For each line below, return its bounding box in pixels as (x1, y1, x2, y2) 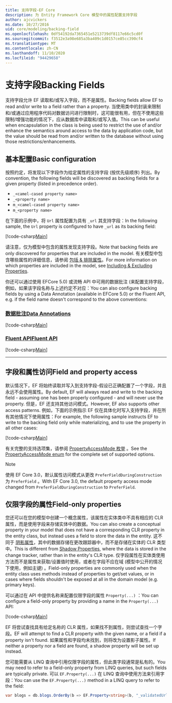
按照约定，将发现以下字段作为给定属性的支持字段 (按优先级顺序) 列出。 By (5, 169, 160, 175)
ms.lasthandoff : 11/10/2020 (5, 50, 66, 56)
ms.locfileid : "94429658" (5, 55, 60, 61)
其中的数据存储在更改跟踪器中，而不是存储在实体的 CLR (37, 539, 156, 546)
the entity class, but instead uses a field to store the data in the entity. (5, 533, 153, 539)
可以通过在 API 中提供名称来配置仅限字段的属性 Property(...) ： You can (5, 592, 159, 599)
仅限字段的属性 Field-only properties (5, 500, 122, 509)
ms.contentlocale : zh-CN (5, 46, 58, 51)
